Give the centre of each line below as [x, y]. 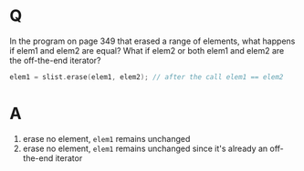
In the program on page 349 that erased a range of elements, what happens [152, 41]
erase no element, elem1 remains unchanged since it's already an [145, 148]
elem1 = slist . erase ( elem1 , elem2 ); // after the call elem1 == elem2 [147, 77]
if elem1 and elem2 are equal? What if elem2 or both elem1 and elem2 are [147, 50]
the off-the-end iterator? [56, 60]
